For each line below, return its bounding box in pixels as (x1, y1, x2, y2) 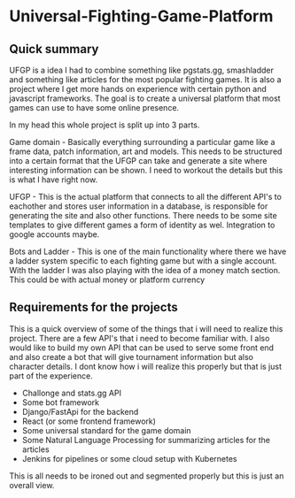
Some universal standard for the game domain (21, 425, 192, 435)
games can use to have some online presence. (9, 103, 180, 112)
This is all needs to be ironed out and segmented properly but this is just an (9, 471, 284, 481)
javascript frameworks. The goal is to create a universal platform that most (9, 93, 281, 103)
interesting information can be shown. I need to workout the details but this (9, 165, 283, 175)
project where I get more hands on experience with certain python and (9, 84, 268, 94)
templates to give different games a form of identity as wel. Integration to (9, 219, 276, 230)
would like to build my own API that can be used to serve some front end (9, 342, 275, 353)
